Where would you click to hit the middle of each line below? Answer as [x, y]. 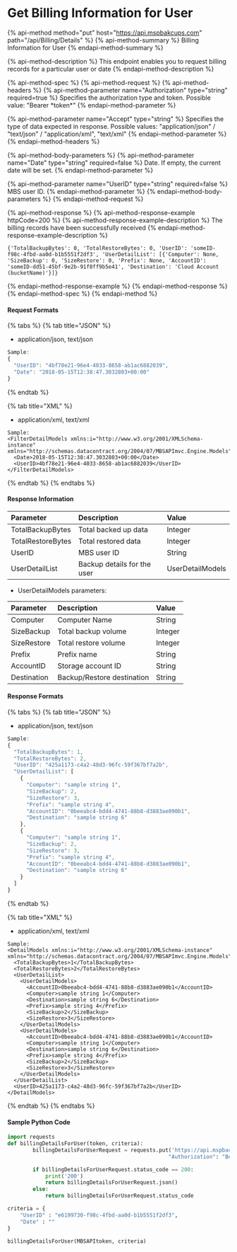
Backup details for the [115, 564]
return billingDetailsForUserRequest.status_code [119, 1196]
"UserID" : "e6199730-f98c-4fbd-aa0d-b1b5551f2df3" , [99, 1215]
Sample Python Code [39, 1122]
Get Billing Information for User [100, 13]
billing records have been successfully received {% [82, 227]
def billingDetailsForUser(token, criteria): [75, 1144]
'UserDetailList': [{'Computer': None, [160, 254]
